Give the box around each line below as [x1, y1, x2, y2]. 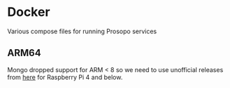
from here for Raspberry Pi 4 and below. [7, 73, 123, 81]
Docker [7, 4, 50, 20]
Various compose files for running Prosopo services [7, 27, 157, 35]
